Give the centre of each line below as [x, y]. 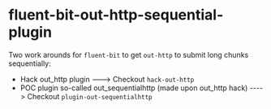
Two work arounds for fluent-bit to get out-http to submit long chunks [129, 54]
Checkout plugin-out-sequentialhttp [90, 96]
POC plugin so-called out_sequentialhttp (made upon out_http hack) [134, 88]
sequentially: [30, 63]
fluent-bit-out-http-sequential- [116, 15]
